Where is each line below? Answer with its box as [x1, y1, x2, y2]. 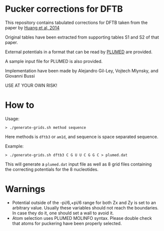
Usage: [5, 116, 20, 122]
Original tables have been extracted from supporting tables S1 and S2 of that [5, 34, 159, 40]
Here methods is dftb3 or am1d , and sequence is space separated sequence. [5, 133, 159, 140]
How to [5, 100, 35, 111]
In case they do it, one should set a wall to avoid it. [12, 210, 114, 216]
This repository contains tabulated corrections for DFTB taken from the [5, 20, 148, 25]
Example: [5, 143, 24, 149]
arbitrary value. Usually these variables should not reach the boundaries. [12, 205, 159, 210]
